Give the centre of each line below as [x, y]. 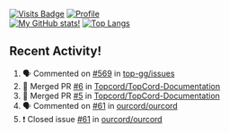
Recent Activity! [55, 51]
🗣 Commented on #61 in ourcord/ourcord [100, 105]
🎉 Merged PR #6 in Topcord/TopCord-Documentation [121, 86]
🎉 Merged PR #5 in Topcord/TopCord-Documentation [121, 96]
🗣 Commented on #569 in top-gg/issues [98, 73]
